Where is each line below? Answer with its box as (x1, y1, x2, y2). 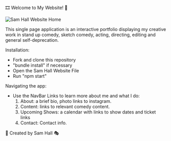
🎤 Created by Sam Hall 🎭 (5, 130, 59, 136)
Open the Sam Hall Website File (12, 68, 79, 73)
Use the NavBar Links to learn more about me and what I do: (12, 93, 140, 99)
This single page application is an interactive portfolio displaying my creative (5, 26, 166, 32)
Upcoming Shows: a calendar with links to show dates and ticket (20, 109, 156, 115)
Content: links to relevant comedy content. (20, 104, 110, 109)
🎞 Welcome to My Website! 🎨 (5, 5, 68, 11)
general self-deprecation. (5, 37, 59, 43)
